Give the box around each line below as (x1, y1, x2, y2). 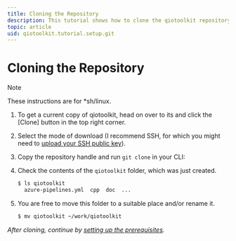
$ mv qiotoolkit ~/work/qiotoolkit (17, 212, 122, 220)
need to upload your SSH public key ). (17, 139, 126, 148)
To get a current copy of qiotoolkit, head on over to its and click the (17, 110, 213, 119)
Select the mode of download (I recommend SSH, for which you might (17, 131, 221, 141)
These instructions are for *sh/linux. (7, 97, 112, 105)
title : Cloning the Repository (7, 10, 99, 18)
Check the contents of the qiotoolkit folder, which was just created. (17, 167, 216, 175)
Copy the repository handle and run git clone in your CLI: (17, 152, 185, 162)
